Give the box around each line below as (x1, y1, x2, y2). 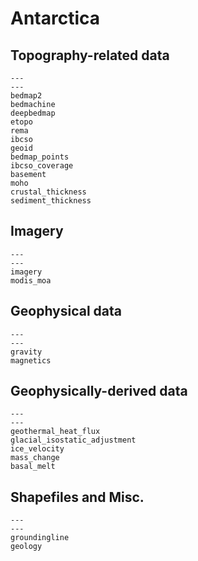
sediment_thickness (10, 196, 92, 206)
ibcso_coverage (10, 161, 74, 171)
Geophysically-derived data (10, 383, 188, 400)
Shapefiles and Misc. (10, 488, 145, 506)
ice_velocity (10, 444, 65, 454)
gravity (10, 347, 43, 357)
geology (10, 542, 43, 552)
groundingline (10, 533, 70, 543)
